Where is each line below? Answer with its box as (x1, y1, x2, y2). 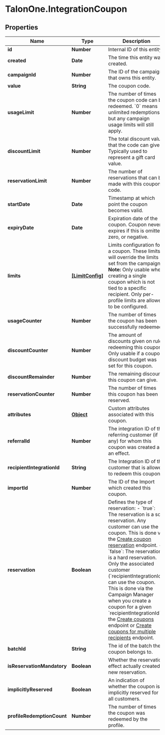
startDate (7, 201, 30, 208)
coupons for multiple (108, 628, 156, 635)
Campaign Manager (108, 591, 154, 598)
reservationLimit (7, 178, 47, 184)
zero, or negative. (108, 233, 149, 240)
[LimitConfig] (71, 272, 104, 279)
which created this (108, 484, 151, 491)
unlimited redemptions (108, 109, 160, 115)
